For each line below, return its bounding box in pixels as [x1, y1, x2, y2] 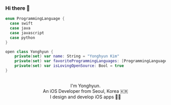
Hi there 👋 [5, 5, 31, 12]
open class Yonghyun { [5, 49, 53, 54]
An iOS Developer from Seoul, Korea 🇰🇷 [43, 88, 128, 94]
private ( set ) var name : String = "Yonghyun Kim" [14, 54, 120, 59]
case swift [10, 21, 33, 26]
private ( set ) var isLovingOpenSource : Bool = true [14, 63, 124, 68]
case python [10, 35, 36, 40]
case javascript [10, 30, 44, 35]
